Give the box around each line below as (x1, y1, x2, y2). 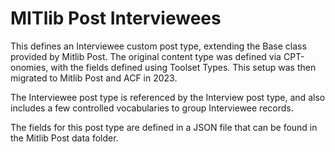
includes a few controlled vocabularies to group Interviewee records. (10, 102, 294, 114)
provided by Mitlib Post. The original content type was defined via (10, 50, 282, 62)
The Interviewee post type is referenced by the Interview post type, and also (10, 91, 326, 103)
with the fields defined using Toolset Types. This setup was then (50, 61, 317, 73)
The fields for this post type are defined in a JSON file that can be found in (10, 121, 318, 133)
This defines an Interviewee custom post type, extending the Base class (10, 40, 307, 52)
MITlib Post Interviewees (10, 7, 222, 30)
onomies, (10, 61, 49, 73)
